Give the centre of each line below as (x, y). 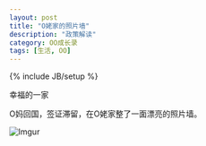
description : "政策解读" (53, 34)
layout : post (34, 17)
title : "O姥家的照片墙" (49, 26)
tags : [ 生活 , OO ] (40, 51)
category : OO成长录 (43, 43)
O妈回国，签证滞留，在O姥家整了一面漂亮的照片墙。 (106, 114)
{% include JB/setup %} (54, 76)
